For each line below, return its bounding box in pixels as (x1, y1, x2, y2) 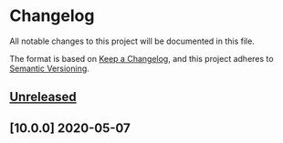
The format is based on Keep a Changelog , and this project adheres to (9, 53, 274, 64)
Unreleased (9, 89, 78, 105)
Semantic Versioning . (9, 63, 89, 74)
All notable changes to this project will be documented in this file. (9, 36, 256, 46)
